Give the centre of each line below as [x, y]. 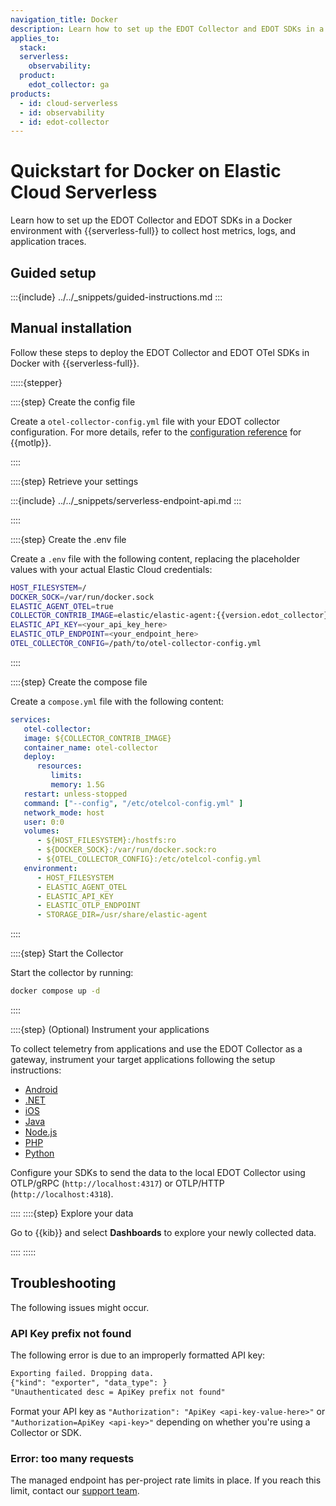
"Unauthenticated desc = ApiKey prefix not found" [118, 1392]
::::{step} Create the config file [73, 402]
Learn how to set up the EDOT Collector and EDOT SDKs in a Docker [151, 220]
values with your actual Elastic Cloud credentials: [111, 569]
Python [39, 1153]
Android [41, 1090]
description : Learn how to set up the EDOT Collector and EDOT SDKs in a [167, 29]
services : [31, 719]
